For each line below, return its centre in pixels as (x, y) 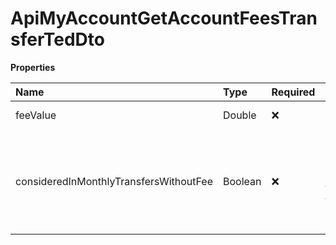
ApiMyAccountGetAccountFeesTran (164, 18)
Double (240, 115)
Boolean (242, 181)
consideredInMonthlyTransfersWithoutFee (114, 181)
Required (293, 92)
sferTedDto (57, 39)
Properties (33, 67)
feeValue (36, 115)
